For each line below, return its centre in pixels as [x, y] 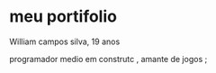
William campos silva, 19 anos [65, 41]
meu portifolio [63, 17]
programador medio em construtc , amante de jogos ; [108, 59]
